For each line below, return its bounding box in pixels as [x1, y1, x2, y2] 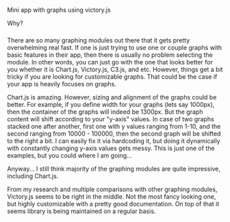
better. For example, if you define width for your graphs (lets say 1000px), [7, 101, 215, 109]
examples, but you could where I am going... [7, 151, 132, 160]
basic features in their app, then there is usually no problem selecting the [7, 51, 214, 59]
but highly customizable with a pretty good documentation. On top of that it [7, 200, 220, 208]
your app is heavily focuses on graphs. [7, 80, 116, 88]
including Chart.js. [7, 172, 59, 180]
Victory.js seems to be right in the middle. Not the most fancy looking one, [7, 193, 216, 201]
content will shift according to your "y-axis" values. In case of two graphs [7, 115, 214, 123]
